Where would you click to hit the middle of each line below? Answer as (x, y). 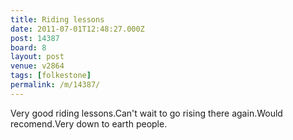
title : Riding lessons (57, 19)
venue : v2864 (37, 66)
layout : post (37, 57)
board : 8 (28, 47)
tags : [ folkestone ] (51, 76)
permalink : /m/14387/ (55, 85)
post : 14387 (35, 38)
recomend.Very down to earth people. (89, 123)
